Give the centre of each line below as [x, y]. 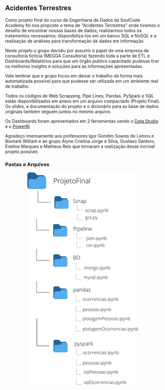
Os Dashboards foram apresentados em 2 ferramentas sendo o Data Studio [82, 121]
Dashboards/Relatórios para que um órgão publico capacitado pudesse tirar [82, 61]
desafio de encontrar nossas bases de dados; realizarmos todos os [73, 30]
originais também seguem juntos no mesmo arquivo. [58, 111]
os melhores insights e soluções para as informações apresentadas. [74, 66]
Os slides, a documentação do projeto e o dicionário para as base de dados [82, 106]
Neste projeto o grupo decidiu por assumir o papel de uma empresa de [77, 50]
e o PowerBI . [18, 126]
